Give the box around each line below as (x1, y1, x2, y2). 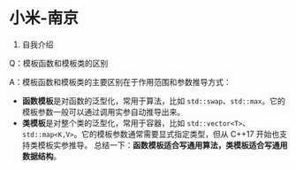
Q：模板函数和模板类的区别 (9, 58, 109, 68)
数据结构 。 (21, 151, 62, 161)
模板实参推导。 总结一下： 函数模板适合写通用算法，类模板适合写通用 (37, 139, 288, 151)
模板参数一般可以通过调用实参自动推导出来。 (21, 106, 186, 117)
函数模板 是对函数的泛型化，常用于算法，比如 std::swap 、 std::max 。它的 (21, 95, 285, 106)
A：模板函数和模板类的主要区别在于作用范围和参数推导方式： (9, 76, 231, 87)
